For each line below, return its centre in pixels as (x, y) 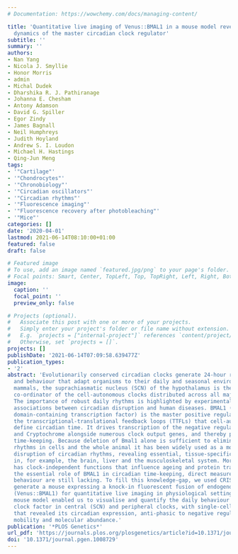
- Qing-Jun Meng (31, 159)
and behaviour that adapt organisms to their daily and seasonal (112, 382)
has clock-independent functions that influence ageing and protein (117, 467)
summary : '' (25, 47)
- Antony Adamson (33, 106)
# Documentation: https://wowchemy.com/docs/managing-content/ (103, 14)
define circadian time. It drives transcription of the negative (112, 428)
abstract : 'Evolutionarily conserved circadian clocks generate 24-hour (117, 375)
